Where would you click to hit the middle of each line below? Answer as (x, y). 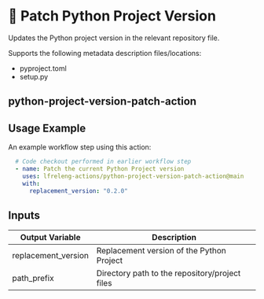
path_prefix (33, 279)
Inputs (24, 215)
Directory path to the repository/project (169, 273)
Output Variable (50, 238)
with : (31, 183)
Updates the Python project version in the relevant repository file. (114, 38)
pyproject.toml (43, 68)
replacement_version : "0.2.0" (78, 191)
